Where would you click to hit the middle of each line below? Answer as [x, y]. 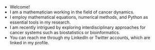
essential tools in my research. [40, 22]
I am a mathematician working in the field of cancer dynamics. [72, 12]
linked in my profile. [29, 43]
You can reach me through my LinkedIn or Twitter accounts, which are [80, 37]
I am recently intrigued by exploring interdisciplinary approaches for [77, 27]
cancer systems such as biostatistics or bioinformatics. [65, 32]
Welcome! [20, 7]
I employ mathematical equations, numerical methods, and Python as [79, 17]
